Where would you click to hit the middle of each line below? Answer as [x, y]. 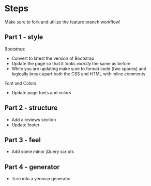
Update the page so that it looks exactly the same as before [71, 63]
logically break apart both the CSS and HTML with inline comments [78, 74]
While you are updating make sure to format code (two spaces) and [79, 68]
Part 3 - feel [23, 140]
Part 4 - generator [32, 167]
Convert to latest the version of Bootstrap [53, 58]
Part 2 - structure [31, 108]
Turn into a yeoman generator [41, 179]
